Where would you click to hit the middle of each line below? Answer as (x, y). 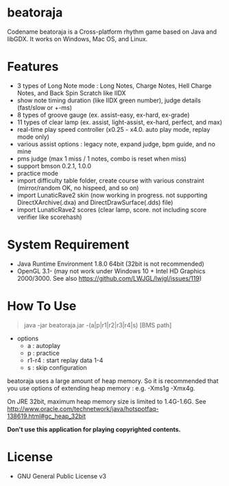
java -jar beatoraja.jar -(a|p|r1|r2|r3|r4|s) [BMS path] (98, 325)
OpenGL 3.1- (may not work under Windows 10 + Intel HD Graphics (111, 271)
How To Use (42, 306)
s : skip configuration (57, 367)
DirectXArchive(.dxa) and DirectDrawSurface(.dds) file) (95, 202)
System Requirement (68, 245)
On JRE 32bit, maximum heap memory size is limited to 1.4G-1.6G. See (107, 401)
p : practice (43, 353)
